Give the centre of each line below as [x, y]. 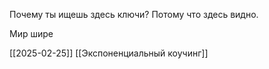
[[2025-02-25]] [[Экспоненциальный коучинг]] [109, 53]
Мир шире [31, 33]
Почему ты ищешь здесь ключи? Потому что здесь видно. [134, 14]
